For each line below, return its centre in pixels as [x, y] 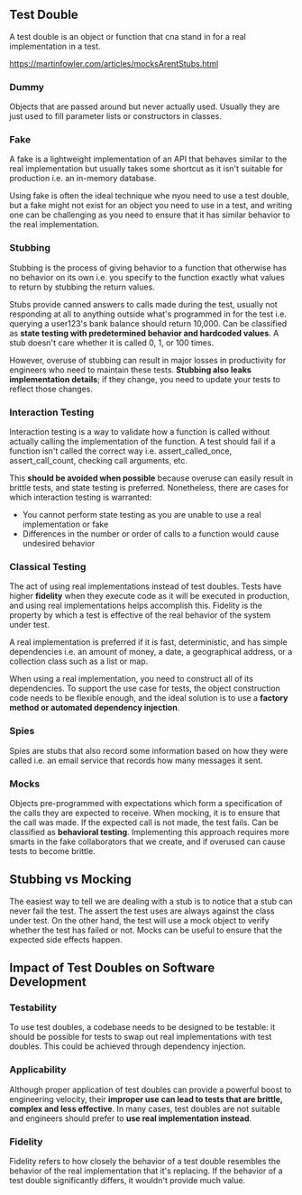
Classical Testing [48, 566]
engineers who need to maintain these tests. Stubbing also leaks [131, 370]
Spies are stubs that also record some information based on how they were [149, 750]
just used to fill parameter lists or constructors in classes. [116, 116]
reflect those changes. [51, 389]
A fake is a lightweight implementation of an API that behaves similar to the [148, 159]
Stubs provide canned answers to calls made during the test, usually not [143, 304]
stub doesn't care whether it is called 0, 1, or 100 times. [112, 343]
